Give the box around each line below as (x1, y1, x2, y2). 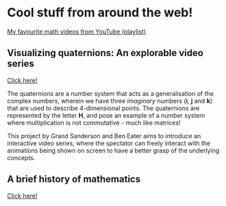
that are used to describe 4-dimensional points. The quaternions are (7, 104, 200, 112)
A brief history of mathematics (7, 173, 141, 185)
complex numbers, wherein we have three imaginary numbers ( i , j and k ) (7, 96, 213, 105)
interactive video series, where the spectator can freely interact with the (7, 139, 211, 147)
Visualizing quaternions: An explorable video (7, 47, 204, 59)
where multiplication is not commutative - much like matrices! (7, 118, 181, 127)
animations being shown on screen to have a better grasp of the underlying (7, 146, 220, 155)
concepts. (7, 153, 36, 162)
